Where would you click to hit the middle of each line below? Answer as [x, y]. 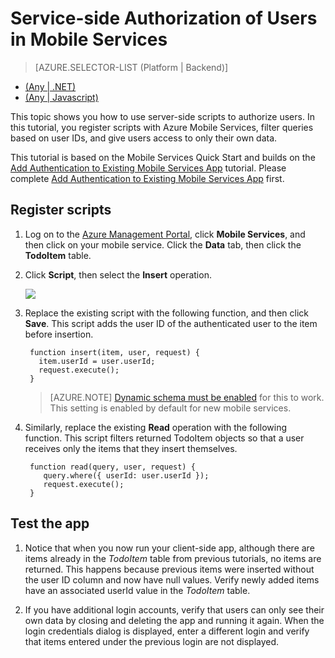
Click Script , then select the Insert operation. [118, 274]
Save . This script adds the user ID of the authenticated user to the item [171, 323]
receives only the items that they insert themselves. [131, 448]
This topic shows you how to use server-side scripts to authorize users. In [162, 116]
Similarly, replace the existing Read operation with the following [155, 427]
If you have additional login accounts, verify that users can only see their [174, 609]
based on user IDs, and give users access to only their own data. [144, 138]
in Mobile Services [89, 39]
